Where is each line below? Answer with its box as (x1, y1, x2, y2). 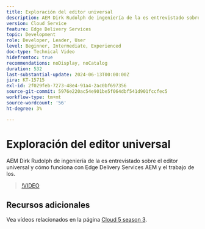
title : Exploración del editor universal (6, 9, 113, 15)
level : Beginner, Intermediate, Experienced (6, 43, 121, 49)
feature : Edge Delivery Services (6, 26, 92, 32)
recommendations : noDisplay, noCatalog (6, 60, 108, 66)
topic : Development (6, 32, 56, 38)
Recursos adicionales (6, 200, 90, 210)
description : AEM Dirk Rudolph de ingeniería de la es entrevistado (6, 15, 184, 21)
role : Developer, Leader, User (6, 37, 86, 43)
